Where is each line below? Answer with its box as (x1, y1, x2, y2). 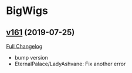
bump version (14, 54, 48, 61)
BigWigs (6, 4, 48, 18)
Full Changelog (6, 43, 43, 50)
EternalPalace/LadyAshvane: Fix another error (14, 60, 126, 67)
